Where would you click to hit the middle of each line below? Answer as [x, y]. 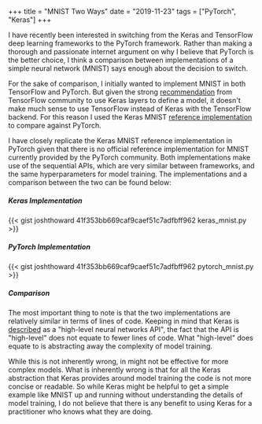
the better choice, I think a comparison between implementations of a [121, 60]
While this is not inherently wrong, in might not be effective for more [118, 361]
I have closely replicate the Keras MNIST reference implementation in [120, 140]
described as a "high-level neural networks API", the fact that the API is [124, 329]
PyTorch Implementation [49, 246]
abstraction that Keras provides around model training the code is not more [130, 378]
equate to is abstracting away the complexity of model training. [110, 346]
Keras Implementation [45, 201]
